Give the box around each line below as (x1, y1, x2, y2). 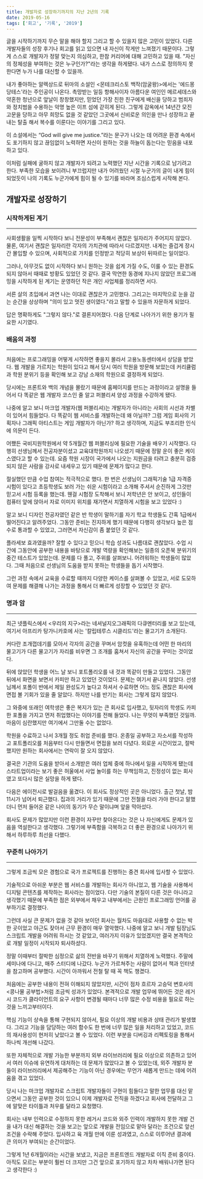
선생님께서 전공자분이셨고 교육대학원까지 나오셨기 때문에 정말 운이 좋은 (17, 447, 184, 455)
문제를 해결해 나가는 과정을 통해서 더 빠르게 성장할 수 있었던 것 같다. (12, 583, 172, 590)
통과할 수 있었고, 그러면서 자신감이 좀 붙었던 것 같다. (17, 526, 140, 533)
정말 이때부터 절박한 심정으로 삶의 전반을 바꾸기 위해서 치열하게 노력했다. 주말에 (6, 952, 193, 960)
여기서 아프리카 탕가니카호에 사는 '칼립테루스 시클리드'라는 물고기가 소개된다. (6, 627, 187, 634)
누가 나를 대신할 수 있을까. (22, 68, 84, 75)
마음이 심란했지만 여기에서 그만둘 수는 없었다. (6, 719, 113, 726)
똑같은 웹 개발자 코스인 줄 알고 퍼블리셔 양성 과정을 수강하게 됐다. (24, 392, 177, 399)
